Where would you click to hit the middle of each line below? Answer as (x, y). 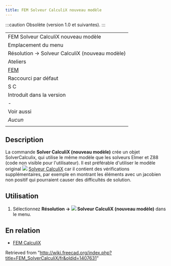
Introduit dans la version (37, 95)
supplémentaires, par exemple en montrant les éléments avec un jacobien (83, 174)
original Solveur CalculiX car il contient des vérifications (67, 169)
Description (24, 140)
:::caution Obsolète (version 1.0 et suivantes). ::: (56, 25)
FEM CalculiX (27, 243)
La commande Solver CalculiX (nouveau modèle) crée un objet (73, 152)
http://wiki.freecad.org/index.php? (76, 253)
